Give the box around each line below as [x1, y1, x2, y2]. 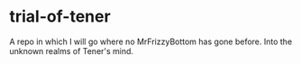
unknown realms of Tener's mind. [9, 45, 133, 56]
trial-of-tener [9, 6, 111, 27]
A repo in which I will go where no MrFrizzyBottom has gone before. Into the [9, 36, 293, 47]
